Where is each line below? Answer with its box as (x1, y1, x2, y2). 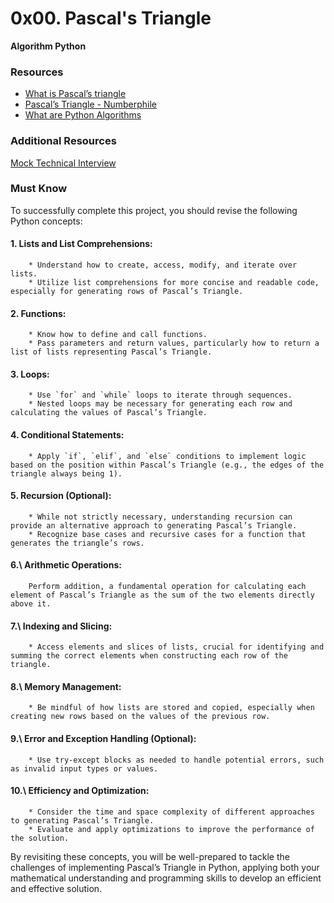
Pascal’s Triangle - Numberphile (24, 98, 158, 111)
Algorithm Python (10, 40, 87, 52)
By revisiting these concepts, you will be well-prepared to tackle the (10, 850, 290, 862)
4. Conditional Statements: (10, 429, 125, 441)
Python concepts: (10, 215, 83, 227)
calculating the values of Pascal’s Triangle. (10, 408, 208, 418)
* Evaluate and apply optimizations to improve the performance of (28, 824, 315, 834)
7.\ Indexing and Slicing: (10, 620, 113, 632)
